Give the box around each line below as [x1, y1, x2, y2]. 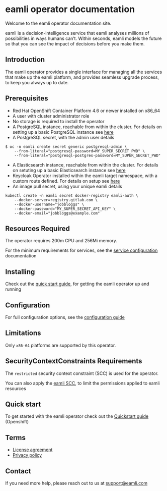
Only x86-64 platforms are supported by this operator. [5, 342, 116, 348]
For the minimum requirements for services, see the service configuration [5, 247, 158, 253]
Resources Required [5, 224, 70, 233]
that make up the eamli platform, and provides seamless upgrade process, [5, 74, 159, 80]
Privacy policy [12, 452, 42, 458]
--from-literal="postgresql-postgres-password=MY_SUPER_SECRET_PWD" [14, 153, 161, 158]
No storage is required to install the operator [12, 118, 105, 124]
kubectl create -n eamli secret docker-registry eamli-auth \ [5, 193, 138, 198]
